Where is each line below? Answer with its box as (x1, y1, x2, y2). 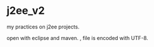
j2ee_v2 (6, 4, 45, 17)
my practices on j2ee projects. (6, 23, 80, 30)
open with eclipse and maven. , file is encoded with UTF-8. (6, 34, 148, 41)
